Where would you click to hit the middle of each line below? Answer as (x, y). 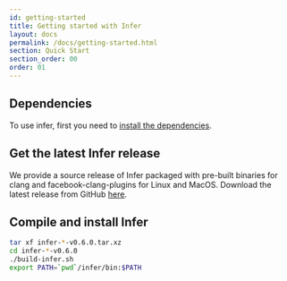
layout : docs (34, 34)
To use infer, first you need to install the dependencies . (110, 125)
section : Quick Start (50, 51)
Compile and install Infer (79, 221)
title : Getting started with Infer (76, 26)
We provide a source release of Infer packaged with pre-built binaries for (144, 175)
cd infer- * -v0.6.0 (43, 251)
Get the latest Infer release (85, 153)
